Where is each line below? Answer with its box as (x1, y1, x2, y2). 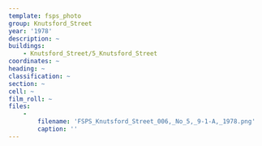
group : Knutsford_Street (8, 19, 92, 28)
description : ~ (8, 34, 60, 43)
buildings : (8, 42, 45, 50)
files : (8, 102, 31, 110)
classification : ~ (8, 72, 71, 80)
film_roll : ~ (8, 95, 53, 103)
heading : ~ (8, 65, 45, 73)
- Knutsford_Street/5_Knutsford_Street (23, 49, 158, 58)
